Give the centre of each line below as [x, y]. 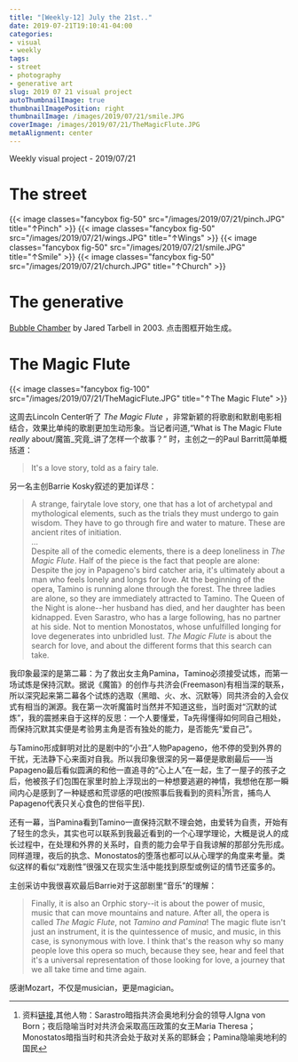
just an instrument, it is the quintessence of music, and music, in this [156, 932]
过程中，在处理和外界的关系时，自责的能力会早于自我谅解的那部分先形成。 [153, 844]
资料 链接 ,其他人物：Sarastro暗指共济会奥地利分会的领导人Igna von [144, 1015]
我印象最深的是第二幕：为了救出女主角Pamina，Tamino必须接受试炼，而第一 [149, 673]
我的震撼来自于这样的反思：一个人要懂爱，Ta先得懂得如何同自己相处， [157, 717]
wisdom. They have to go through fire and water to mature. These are [158, 523]
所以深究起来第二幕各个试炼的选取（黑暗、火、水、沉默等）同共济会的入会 [145, 695]
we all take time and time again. [88, 970]
